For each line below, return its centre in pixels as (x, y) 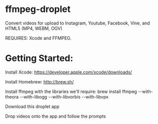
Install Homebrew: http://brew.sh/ (39, 81)
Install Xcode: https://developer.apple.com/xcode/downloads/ (69, 72)
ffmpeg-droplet (38, 9)
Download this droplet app (32, 106)
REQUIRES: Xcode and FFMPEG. (38, 38)
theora (12, 96)
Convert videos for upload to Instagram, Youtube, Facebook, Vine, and (78, 23)
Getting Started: (39, 58)
